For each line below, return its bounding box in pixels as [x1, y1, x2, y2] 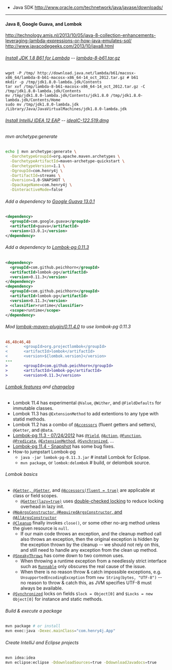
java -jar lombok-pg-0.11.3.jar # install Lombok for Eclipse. [20, 454, 150, 460]
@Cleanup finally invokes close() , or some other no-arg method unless [12, 519, 160, 526]
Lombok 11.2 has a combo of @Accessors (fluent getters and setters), [12, 421, 157, 427]
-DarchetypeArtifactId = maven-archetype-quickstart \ [10, 158, 125, 163]
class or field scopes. [12, 492, 58, 498]
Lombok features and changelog [5, 384, 75, 390]
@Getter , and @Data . [12, 427, 54, 433]
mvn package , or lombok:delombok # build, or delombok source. [20, 459, 150, 466]
